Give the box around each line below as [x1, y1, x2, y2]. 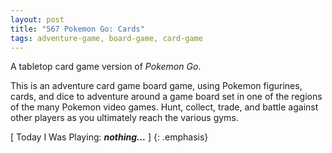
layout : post [10, 14, 65, 25]
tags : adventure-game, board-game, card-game [10, 33, 203, 43]
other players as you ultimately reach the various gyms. [10, 112, 239, 124]
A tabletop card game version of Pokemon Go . [10, 61, 202, 73]
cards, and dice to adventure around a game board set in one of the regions [10, 91, 323, 103]
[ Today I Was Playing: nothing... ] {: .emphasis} [10, 131, 209, 143]
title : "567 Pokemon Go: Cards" [10, 24, 145, 34]
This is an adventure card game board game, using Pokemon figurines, [10, 80, 303, 92]
